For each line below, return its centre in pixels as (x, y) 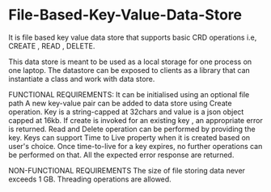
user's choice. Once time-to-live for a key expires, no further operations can (135, 146)
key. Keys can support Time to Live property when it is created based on (129, 137)
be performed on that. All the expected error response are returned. (121, 155)
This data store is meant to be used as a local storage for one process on (130, 62)
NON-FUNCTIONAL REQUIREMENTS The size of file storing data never (127, 170)
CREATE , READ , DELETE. (52, 45)
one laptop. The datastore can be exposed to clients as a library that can (129, 70)
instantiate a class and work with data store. (82, 79)
